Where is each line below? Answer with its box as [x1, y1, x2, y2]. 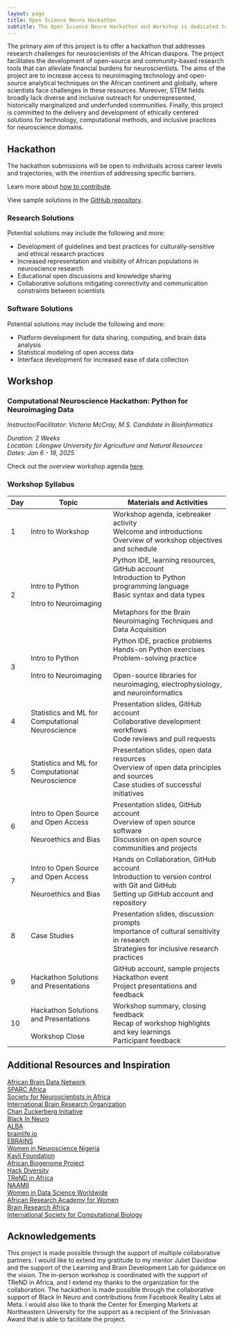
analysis [17, 341, 42, 349]
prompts [113, 917, 141, 927]
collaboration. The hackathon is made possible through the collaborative [7, 1286, 214, 1294]
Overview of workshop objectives [113, 535, 223, 545]
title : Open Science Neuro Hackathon [7, 17, 116, 24]
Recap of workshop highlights [113, 1018, 210, 1028]
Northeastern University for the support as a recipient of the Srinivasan [7, 1308, 210, 1316]
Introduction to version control [113, 871, 212, 881]
